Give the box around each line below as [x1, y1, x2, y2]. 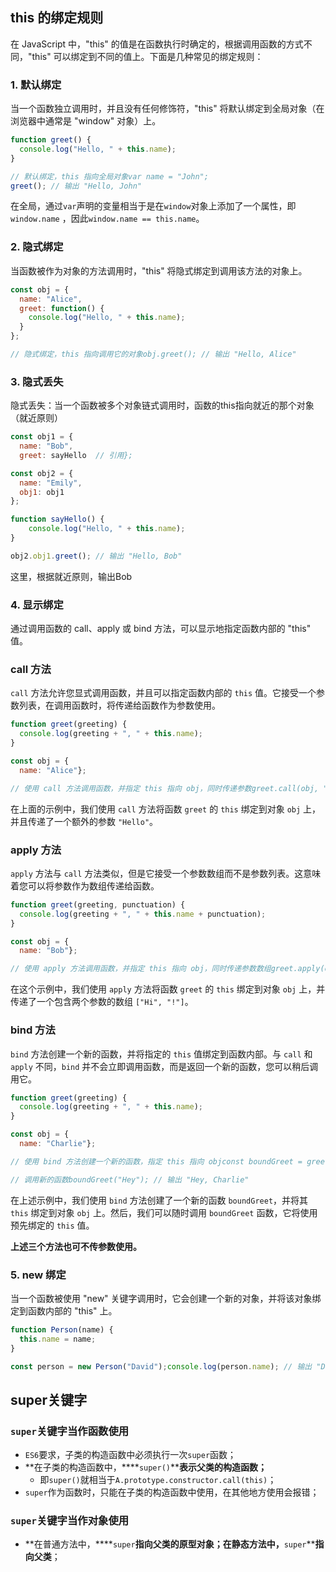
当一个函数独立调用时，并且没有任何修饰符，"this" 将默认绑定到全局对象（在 [10, 103, 325, 115]
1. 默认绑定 [10, 78, 62, 92]
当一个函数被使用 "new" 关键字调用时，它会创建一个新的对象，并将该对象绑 [10, 1292, 322, 1304]
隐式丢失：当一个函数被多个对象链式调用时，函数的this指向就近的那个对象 [10, 399, 315, 412]
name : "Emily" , [19, 478, 83, 488]
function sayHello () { [10, 514, 105, 525]
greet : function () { [19, 303, 105, 313]
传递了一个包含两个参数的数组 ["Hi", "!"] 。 [10, 996, 194, 1008]
